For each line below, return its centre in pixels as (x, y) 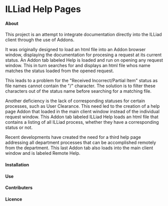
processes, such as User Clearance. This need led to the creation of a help (82, 106)
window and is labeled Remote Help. (43, 153)
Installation (17, 164)
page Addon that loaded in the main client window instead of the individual (82, 112)
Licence (14, 199)
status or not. (19, 128)
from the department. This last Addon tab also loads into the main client (79, 148)
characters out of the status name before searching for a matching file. (78, 91)
